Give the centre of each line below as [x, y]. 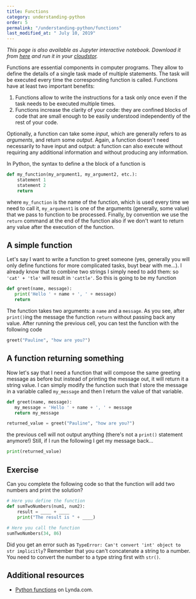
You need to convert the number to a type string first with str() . [84, 557]
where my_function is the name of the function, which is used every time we [98, 202]
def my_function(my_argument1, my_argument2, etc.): [72, 174]
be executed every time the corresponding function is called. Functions [92, 80]
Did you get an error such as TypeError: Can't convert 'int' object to [94, 545]
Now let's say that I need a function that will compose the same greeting [93, 372]
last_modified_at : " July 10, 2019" [51, 33]
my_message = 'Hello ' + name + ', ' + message [73, 408]
